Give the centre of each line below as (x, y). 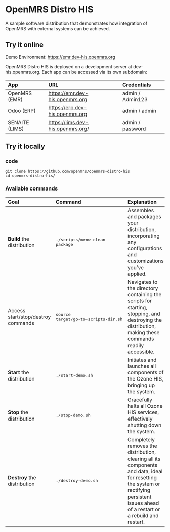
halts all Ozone (145, 406)
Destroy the (22, 477)
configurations (145, 248)
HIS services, (143, 412)
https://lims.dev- (68, 122)
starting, (137, 307)
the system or (144, 484)
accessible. (141, 352)
